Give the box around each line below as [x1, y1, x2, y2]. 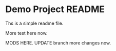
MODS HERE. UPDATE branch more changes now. [5, 39, 111, 46]
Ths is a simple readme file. [5, 20, 64, 26]
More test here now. [5, 30, 48, 36]
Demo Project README [5, 4, 105, 15]
